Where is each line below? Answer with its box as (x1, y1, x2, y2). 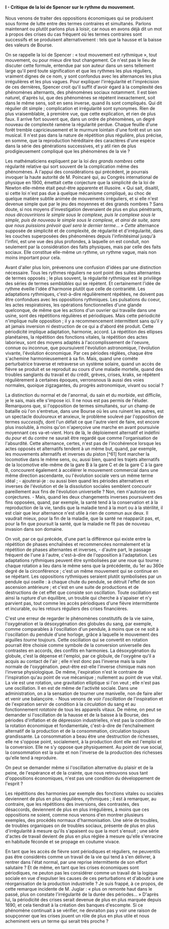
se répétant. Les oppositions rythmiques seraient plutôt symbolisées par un (5, 573, 162, 580)
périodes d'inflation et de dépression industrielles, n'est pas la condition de (5, 717, 161, 724)
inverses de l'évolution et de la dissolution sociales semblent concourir (5, 483, 152, 489)
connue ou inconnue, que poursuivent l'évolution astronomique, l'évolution (5, 345, 160, 351)
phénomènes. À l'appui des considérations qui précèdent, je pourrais (5, 169, 148, 175)
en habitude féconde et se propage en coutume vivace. (5, 839, 121, 845)
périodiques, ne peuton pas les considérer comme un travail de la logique (5, 870, 158, 876)
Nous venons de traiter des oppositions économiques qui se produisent (5, 15, 153, 21)
